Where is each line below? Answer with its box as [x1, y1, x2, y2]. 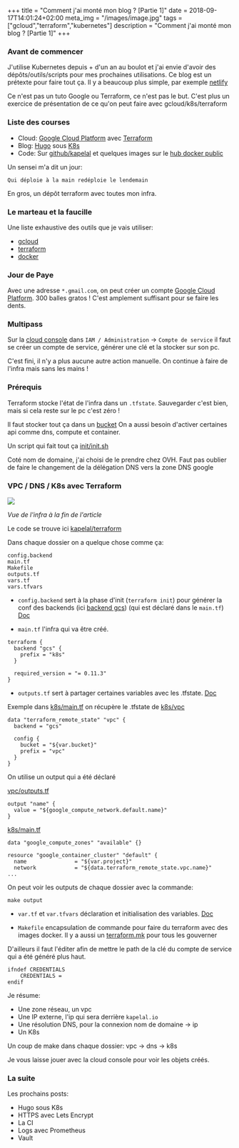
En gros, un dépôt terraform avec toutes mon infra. [7, 189, 157, 197]
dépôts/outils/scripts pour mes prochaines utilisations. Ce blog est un [7, 71, 212, 79]
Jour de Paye [7, 269, 54, 279]
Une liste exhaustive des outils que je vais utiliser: [7, 223, 153, 232]
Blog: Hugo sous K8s [17, 141, 80, 149]
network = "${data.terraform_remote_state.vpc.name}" [14, 864, 213, 871]
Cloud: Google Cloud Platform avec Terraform [17, 134, 153, 142]
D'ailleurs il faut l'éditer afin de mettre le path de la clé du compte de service [7, 945, 232, 954]
